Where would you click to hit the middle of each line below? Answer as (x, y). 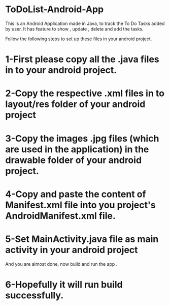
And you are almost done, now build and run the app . (61, 264)
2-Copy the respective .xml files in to (85, 93)
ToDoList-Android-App (55, 9)
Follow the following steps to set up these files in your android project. (79, 39)
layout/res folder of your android (75, 104)
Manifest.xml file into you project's (80, 205)
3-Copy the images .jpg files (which (82, 138)
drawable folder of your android (74, 160)
